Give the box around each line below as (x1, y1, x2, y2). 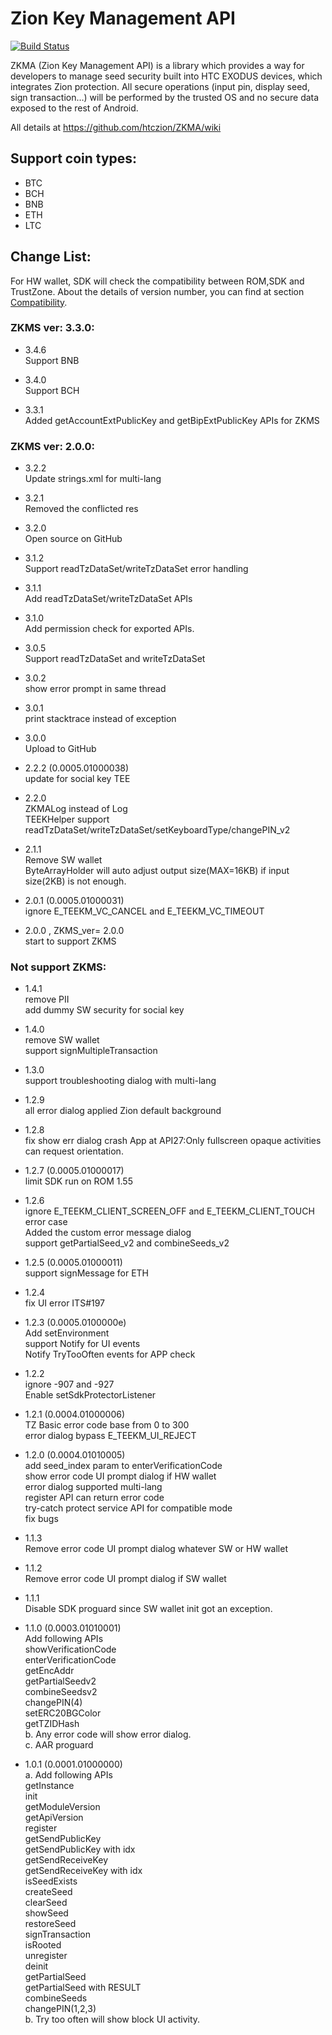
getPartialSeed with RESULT (24, 1982, 142, 1994)
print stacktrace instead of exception (24, 713, 177, 725)
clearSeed (24, 1897, 68, 1909)
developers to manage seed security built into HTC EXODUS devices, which (10, 70, 323, 82)
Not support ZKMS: (10, 960, 107, 974)
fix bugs (24, 1513, 59, 1525)
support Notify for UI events (24, 1338, 141, 1350)
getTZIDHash (24, 1718, 80, 1730)
